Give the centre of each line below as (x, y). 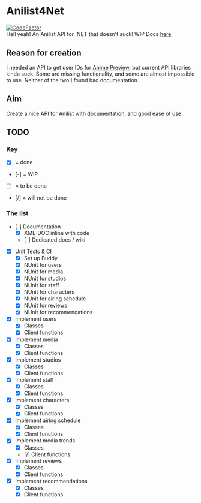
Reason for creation (44, 53)
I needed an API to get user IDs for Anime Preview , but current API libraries (98, 67)
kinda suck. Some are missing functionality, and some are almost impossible (100, 74)
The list (17, 213)
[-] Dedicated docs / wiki (55, 240)
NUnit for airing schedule (55, 299)
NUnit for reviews (46, 305)
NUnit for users (43, 264)
